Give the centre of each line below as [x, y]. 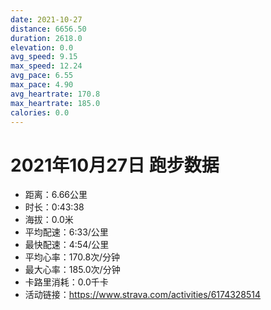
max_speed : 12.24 [46, 66]
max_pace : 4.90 [42, 85]
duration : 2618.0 [46, 38]
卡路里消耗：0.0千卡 [66, 282]
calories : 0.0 [40, 112]
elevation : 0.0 [42, 47]
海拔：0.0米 [49, 220]
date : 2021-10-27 [46, 19]
